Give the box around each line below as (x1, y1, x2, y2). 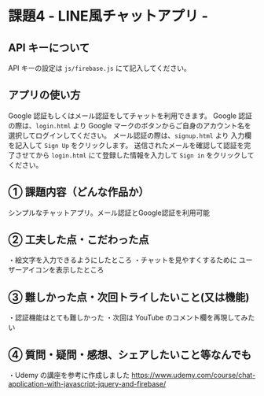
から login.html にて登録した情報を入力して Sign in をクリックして (35, 150, 255, 160)
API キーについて (8, 41, 90, 54)
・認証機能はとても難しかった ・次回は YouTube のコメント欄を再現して (8, 313, 241, 323)
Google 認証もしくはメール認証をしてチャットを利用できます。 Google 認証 (8, 111, 253, 120)
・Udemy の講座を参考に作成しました (8, 371, 130, 380)
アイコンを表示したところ (21, 265, 104, 275)
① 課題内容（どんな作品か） (8, 186, 149, 199)
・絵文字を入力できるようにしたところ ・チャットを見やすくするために (8, 255, 237, 265)
